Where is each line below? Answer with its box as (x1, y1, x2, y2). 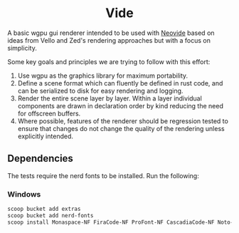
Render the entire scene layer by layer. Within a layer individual (17, 94, 203, 103)
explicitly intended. (17, 132, 73, 140)
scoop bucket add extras (7, 205, 81, 213)
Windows (7, 189, 41, 199)
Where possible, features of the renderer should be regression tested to (17, 116, 229, 125)
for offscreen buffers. (17, 109, 81, 118)
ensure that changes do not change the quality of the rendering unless (17, 124, 225, 133)
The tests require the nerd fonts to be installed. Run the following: (7, 171, 199, 180)
